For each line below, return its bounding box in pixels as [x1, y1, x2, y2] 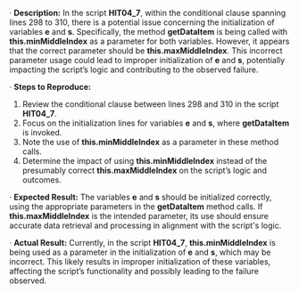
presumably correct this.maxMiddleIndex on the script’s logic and [21, 165, 268, 175]
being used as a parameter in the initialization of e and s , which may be [9, 247, 271, 257]
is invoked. [21, 127, 62, 137]
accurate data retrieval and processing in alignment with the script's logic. [9, 220, 282, 231]
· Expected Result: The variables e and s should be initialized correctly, [9, 191, 272, 202]
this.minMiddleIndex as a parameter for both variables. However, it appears [9, 36, 290, 46]
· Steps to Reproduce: [9, 82, 92, 92]
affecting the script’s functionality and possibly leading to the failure [9, 266, 259, 276]
